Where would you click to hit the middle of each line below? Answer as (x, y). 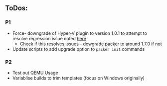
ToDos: (17, 8)
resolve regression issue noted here (49, 38)
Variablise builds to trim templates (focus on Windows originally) (79, 78)
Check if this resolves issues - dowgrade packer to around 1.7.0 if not (91, 44)
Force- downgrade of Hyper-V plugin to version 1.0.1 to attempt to (80, 33)
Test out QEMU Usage (35, 73)
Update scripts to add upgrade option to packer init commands (79, 49)
